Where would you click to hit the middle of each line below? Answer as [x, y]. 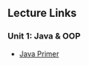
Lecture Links [42, 13]
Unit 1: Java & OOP [44, 36]
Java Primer [39, 54]
